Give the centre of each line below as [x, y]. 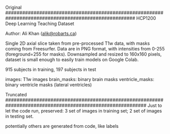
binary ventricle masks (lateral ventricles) [49, 85]
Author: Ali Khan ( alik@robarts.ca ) [41, 33]
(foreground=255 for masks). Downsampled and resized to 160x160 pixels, [83, 54]
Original [13, 7]
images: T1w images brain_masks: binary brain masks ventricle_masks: [80, 79]
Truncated [16, 95]
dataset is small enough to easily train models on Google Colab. [72, 60]
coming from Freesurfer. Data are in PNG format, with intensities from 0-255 [85, 49]
